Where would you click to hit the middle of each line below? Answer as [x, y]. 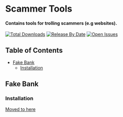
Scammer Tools [39, 9]
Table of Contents [34, 50]
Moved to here [20, 109]
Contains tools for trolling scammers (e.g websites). [61, 23]
